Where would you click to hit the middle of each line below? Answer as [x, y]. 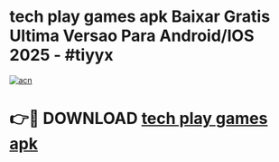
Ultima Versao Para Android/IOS [132, 36]
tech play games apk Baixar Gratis [140, 17]
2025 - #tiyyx [61, 55]
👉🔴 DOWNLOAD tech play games [139, 119]
